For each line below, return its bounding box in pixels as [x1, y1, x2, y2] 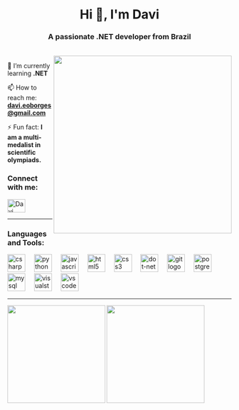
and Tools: [7, 237, 45, 247]
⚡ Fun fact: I [7, 123, 43, 131]
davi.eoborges [7, 101, 52, 109]
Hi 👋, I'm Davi [79, 6, 160, 23]
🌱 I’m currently [7, 62, 51, 70]
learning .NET [7, 69, 48, 77]
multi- [23, 133, 42, 141]
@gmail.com [7, 109, 46, 117]
